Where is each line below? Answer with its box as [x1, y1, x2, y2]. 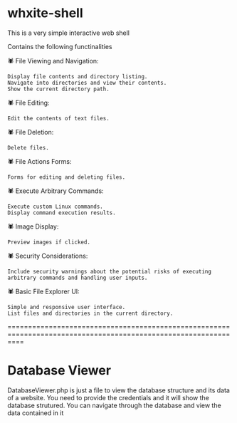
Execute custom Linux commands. [7, 203, 103, 210]
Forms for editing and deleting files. [7, 173, 126, 181]
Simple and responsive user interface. [7, 303, 126, 310]
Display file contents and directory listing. [7, 73, 148, 80]
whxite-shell [7, 5, 83, 21]
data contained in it [7, 408, 64, 417]
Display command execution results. [7, 209, 116, 216]
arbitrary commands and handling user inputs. [7, 274, 148, 281]
